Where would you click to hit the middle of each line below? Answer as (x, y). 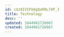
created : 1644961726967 (29, 27)
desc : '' (14, 18)
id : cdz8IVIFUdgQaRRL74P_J (32, 9)
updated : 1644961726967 (29, 23)
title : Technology (24, 14)
